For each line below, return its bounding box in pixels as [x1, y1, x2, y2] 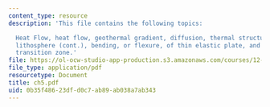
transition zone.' [15, 49, 78, 57]
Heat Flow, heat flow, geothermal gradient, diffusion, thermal [15, 34, 235, 42]
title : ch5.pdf [8, 78, 59, 87]
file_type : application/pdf [8, 64, 103, 72]
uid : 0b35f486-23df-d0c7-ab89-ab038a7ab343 [8, 86, 157, 94]
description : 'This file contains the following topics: [8, 19, 203, 27]
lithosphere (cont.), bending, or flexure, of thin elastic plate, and [15, 41, 261, 49]
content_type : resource [8, 11, 88, 20]
